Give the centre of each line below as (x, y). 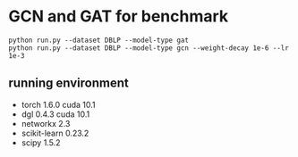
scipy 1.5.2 (41, 142)
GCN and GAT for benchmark (119, 17)
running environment (68, 83)
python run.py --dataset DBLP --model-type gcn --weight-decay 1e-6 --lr (149, 48)
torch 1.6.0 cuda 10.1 (58, 104)
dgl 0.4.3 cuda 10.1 (55, 114)
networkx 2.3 (46, 123)
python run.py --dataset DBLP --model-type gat (99, 40)
